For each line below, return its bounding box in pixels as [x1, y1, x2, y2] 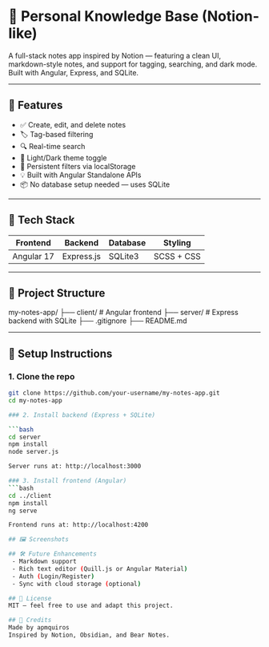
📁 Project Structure [8, 286, 106, 300]
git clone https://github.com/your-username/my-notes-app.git [8, 389, 220, 398]
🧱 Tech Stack [8, 213, 75, 227]
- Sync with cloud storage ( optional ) [11, 580, 142, 588]
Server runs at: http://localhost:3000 [8, 463, 142, 471]
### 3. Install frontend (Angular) [8, 477, 127, 485]
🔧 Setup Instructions [8, 346, 113, 360]
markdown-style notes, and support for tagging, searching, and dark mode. [8, 59, 258, 69]
